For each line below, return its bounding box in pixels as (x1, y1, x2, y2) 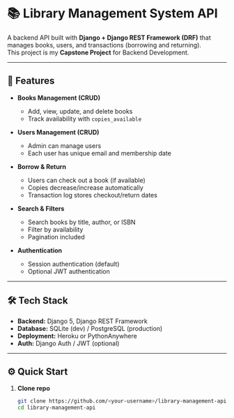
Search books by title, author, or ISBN (27, 218, 136, 226)
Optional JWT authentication (27, 267, 110, 276)
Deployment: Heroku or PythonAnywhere (17, 331, 137, 340)
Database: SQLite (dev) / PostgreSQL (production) (17, 324, 163, 332)
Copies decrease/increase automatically (27, 183, 144, 192)
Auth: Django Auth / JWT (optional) (17, 339, 120, 348)
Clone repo (17, 385, 51, 393)
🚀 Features (7, 75, 55, 87)
